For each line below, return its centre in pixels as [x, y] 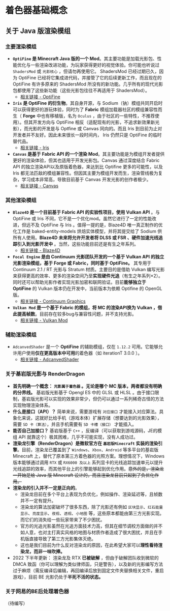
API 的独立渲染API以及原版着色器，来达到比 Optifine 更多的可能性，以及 [88, 166]
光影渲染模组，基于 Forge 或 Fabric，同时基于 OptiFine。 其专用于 [82, 263]
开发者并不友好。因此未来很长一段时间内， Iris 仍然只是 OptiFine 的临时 [87, 135]
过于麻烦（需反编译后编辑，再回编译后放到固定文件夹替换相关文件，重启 [88, 570]
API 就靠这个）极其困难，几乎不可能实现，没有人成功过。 [78, 437]
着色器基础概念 [37, 10]
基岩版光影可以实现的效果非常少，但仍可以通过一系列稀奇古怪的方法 [93, 399]
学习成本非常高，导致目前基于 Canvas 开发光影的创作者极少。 [86, 179]
